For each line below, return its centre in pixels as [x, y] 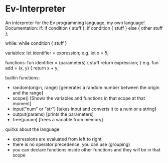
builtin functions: [23, 77]
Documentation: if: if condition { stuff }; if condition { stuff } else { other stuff [84, 28]
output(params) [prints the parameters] [53, 114]
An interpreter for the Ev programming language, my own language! [75, 23]
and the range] [28, 93]
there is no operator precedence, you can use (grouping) [71, 144]
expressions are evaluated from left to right [57, 139]
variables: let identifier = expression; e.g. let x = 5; [57, 53]
